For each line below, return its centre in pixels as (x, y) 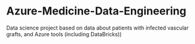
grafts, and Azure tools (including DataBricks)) (64, 34)
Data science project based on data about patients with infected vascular (97, 28)
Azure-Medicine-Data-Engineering (96, 11)
